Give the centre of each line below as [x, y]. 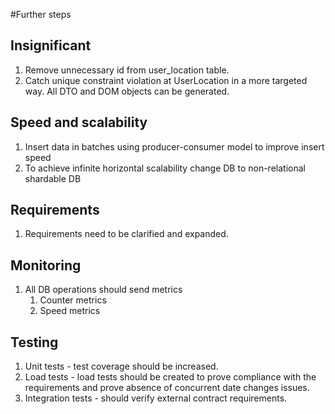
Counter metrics [73, 300]
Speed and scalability [79, 122]
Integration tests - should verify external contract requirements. [156, 398]
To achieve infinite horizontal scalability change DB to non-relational [165, 168]
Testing [34, 342]
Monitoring [46, 265]
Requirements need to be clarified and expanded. [126, 234]
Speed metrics [70, 311]
